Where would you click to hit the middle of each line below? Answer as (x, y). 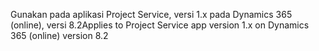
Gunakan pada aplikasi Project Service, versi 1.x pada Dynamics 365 (151, 14)
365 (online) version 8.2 (59, 35)
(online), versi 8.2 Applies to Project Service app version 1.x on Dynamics (160, 25)
